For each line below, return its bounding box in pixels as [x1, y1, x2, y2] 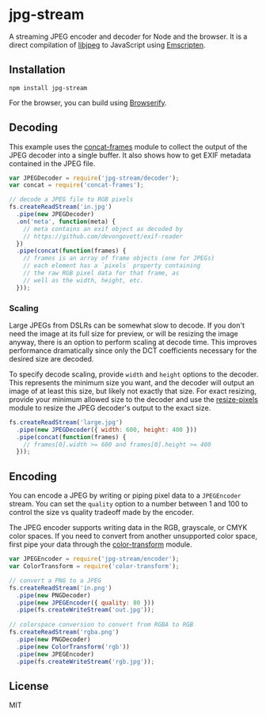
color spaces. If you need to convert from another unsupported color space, [9, 532, 258, 541]
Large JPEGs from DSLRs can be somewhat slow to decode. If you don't [9, 320, 245, 330]
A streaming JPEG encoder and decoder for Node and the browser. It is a [9, 32, 248, 41]
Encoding [9, 469, 58, 483]
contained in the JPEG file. [9, 158, 96, 168]
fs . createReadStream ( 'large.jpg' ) [9, 418, 123, 426]
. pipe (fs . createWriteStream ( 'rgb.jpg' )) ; [16, 657, 155, 665]
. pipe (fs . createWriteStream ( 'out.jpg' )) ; [16, 606, 155, 614]
